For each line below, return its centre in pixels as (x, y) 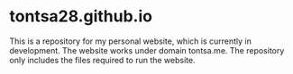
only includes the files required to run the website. (102, 60)
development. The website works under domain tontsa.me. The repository (147, 50)
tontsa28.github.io (81, 16)
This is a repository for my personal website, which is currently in (131, 41)
